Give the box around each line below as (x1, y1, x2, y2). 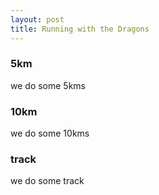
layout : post (10, 14, 65, 25)
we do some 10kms (10, 127, 90, 140)
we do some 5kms (10, 79, 86, 91)
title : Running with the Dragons (10, 24, 150, 34)
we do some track (10, 175, 85, 187)
